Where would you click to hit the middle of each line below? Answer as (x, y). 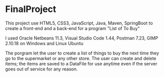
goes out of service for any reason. (41, 69)
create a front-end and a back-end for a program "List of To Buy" (73, 28)
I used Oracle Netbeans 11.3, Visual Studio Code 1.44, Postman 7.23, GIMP (82, 38)
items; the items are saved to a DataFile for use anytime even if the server (81, 63)
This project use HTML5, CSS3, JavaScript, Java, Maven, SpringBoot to (79, 23)
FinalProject (31, 9)
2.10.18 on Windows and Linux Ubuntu (44, 43)
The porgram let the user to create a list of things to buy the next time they (82, 53)
